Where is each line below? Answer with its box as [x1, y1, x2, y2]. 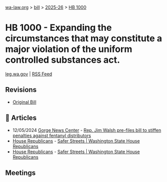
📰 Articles [5, 114, 37, 122]
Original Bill [12, 99, 37, 105]
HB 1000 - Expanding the [5, 22, 112, 33]
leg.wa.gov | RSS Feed [5, 71, 52, 77]
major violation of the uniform [5, 43, 133, 55]
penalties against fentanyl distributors [12, 132, 91, 139]
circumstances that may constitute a [5, 33, 162, 44]
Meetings [5, 168, 36, 177]
